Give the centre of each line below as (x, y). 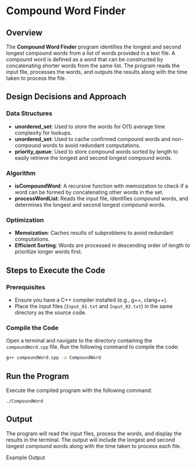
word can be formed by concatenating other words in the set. (89, 192)
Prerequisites (26, 287)
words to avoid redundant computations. (91, 145)
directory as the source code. (50, 312)
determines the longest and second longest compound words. (90, 204)
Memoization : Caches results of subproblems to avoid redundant (94, 233)
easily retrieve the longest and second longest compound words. (93, 158)
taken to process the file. (36, 78)
